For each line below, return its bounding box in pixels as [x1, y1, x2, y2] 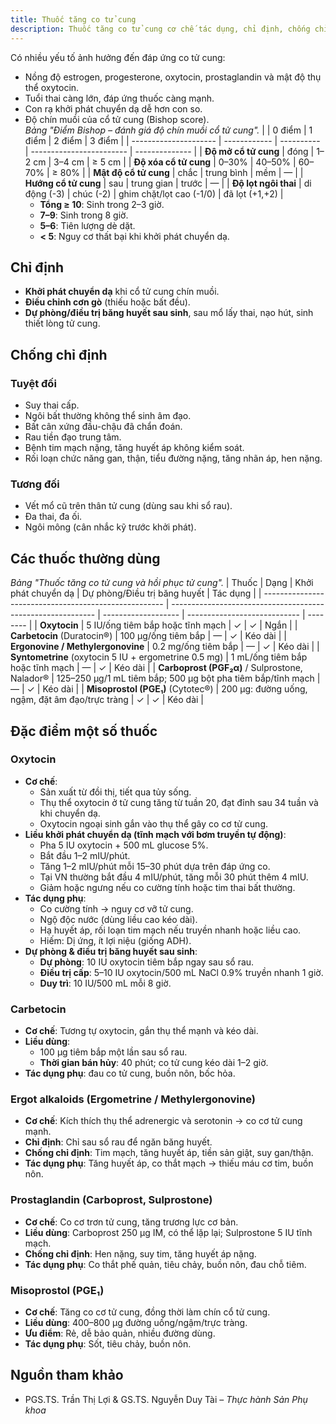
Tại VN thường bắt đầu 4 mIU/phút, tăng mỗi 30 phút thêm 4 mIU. [39, 871, 309, 883]
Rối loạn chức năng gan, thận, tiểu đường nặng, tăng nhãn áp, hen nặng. [24, 452, 323, 464]
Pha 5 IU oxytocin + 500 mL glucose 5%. [39, 839, 209, 851]
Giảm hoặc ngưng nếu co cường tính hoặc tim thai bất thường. [39, 881, 296, 893]
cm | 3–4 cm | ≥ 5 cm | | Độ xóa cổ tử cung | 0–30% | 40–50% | [33, 156, 297, 168]
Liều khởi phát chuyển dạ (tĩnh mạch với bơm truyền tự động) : [24, 828, 287, 840]
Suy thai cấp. [24, 399, 80, 411]
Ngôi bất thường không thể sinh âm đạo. [24, 410, 192, 421]
